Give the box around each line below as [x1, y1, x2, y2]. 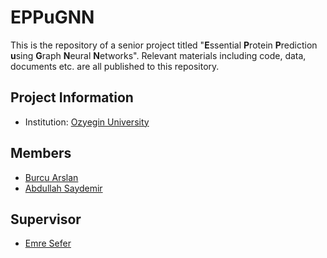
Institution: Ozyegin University [24, 116, 150, 128]
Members [10, 145, 72, 162]
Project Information [10, 89, 134, 106]
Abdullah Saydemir [24, 182, 103, 194]
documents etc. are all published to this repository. [10, 60, 220, 72]
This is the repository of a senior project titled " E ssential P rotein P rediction [10, 39, 318, 51]
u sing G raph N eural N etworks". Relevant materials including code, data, [10, 49, 307, 61]
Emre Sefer [24, 237, 72, 250]
